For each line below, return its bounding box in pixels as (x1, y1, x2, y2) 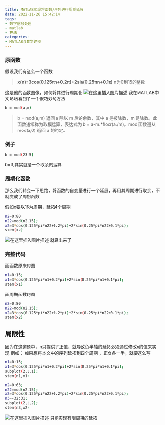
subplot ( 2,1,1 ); (5, 369, 38, 374)
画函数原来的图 (5, 263, 35, 269)
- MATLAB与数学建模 (5, 39, 41, 44)
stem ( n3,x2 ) (5, 405, 29, 410)
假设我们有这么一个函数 (5, 68, 53, 74)
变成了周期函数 (9, 194, 40, 199)
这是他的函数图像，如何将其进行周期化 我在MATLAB (5, 90, 155, 96)
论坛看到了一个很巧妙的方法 (9, 96, 65, 101)
